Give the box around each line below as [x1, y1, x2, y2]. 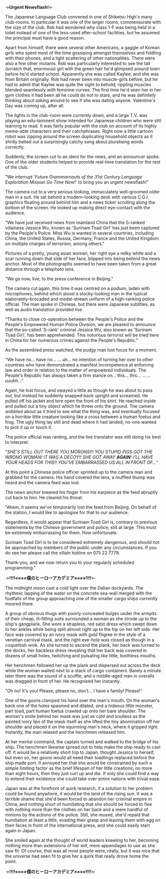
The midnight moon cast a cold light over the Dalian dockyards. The [5, 585, 144, 591]
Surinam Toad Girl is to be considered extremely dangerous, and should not [5, 539, 160, 545]
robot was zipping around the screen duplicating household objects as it [5, 134, 153, 139]
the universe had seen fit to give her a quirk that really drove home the [5, 853, 149, 859]
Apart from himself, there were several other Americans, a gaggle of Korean [5, 45, 160, 50]
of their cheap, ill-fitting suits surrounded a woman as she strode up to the [5, 616, 157, 621]
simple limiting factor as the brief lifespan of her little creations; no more [5, 765, 153, 771]
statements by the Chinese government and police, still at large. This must [5, 525, 157, 530]
